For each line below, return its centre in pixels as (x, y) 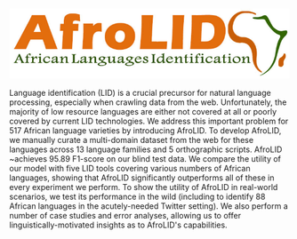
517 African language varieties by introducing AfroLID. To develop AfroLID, (145, 130)
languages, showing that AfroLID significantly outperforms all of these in (142, 178)
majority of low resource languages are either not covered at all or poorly (143, 111)
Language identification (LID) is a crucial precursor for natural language (140, 92)
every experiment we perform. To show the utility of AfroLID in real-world (144, 187)
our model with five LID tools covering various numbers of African (130, 168)
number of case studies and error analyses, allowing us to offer (125, 215)
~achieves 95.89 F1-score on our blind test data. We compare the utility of (145, 158)
